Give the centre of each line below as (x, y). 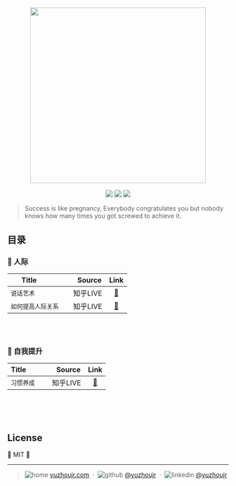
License (25, 438)
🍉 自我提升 (25, 351)
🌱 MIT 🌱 (19, 455)
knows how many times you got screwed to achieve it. (103, 216)
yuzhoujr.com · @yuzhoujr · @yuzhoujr (138, 475)
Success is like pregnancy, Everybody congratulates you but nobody (124, 209)
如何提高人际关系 (35, 306)
